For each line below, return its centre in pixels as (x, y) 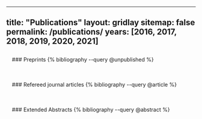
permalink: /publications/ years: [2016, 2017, (92, 32)
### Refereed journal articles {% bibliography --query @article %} (94, 84)
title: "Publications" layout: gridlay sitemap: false (101, 22)
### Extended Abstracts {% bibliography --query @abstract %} (91, 109)
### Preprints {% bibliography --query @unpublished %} (83, 59)
